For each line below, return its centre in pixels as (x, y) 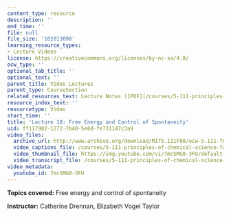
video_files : (26, 135)
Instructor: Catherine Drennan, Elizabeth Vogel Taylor (84, 206)
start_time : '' (29, 115)
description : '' (30, 20)
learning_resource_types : (44, 45)
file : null (23, 33)
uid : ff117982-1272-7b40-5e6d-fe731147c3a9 (70, 128)
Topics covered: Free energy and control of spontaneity (87, 192)
